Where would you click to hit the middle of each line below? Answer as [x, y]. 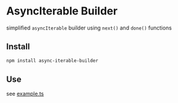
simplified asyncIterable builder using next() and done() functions [89, 28]
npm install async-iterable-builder [52, 61]
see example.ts [25, 94]
